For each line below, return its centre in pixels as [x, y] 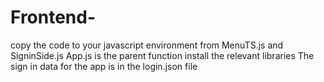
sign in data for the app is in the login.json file [104, 66]
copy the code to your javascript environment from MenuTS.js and [147, 45]
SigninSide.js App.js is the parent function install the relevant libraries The [162, 55]
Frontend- [53, 17]
